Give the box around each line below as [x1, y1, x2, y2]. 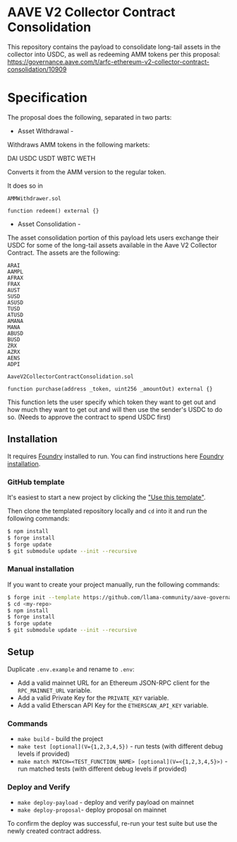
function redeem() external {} [7, 207, 99, 214]
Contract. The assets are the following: [7, 248, 120, 257]
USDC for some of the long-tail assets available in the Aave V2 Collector [7, 240, 217, 249]
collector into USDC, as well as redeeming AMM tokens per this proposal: [7, 50, 221, 59]
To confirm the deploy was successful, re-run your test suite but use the [7, 819, 217, 828]
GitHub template [7, 477, 65, 487]
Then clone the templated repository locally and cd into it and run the [7, 506, 207, 515]
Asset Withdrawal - [17, 126, 74, 135]
